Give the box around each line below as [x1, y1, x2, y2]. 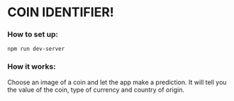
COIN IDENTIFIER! [7, 4, 115, 20]
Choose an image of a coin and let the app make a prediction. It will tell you [7, 78, 227, 86]
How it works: [7, 61, 56, 71]
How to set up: [7, 30, 59, 40]
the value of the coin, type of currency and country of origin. [7, 85, 185, 94]
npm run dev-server [7, 45, 65, 53]
